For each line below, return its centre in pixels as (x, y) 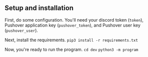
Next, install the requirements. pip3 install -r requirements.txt (71, 40)
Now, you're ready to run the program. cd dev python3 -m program (72, 49)
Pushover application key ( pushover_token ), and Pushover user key (73, 25)
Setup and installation (39, 8)
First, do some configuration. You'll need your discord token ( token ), (74, 20)
